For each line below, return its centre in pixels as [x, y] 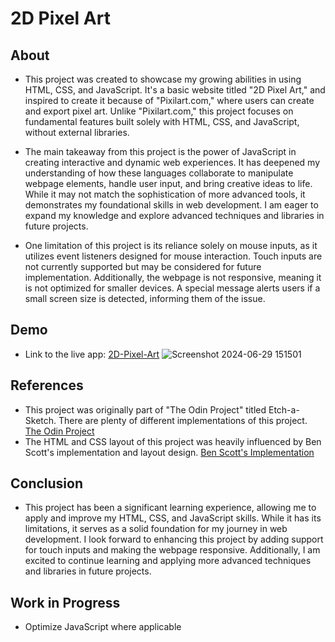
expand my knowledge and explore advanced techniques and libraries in [174, 215]
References [47, 385]
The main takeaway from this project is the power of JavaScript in [160, 151]
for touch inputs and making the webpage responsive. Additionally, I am [172, 550]
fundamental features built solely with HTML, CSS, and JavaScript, [162, 121]
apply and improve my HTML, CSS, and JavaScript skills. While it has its [173, 518]
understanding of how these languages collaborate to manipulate [159, 173]
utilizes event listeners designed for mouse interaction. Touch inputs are [173, 256]
